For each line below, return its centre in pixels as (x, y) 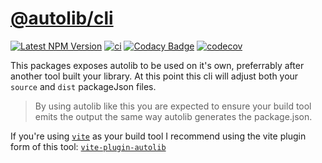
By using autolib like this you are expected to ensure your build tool (173, 106)
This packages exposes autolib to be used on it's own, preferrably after (157, 65)
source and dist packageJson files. (83, 86)
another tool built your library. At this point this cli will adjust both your (154, 76)
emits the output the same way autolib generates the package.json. (173, 116)
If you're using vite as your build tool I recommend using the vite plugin (158, 136)
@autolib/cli (62, 18)
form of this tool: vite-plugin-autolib (88, 146)
